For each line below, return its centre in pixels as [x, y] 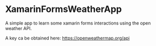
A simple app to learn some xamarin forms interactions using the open [78, 23]
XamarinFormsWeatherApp [64, 9]
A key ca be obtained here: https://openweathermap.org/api [67, 38]
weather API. [18, 28]
